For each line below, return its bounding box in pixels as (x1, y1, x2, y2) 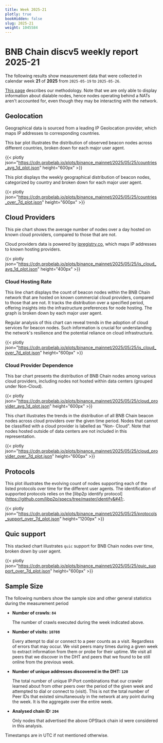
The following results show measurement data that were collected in (5, 73, 142, 79)
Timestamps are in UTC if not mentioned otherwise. (5, 732, 109, 738)
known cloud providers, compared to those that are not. (5, 232, 117, 237)
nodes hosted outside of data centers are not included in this (5, 428, 127, 434)
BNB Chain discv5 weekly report (5, 46, 139, 58)
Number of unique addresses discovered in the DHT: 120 (12, 668, 128, 674)
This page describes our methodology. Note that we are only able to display (5, 87, 157, 93)
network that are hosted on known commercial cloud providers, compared (5, 294, 154, 300)
